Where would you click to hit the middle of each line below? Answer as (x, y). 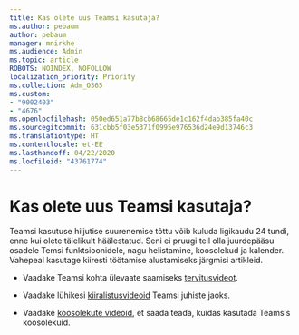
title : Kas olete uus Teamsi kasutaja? (85, 18)
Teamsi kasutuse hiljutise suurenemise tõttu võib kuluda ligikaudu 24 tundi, (149, 232)
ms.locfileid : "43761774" (58, 161)
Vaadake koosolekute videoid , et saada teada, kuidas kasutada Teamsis (156, 313)
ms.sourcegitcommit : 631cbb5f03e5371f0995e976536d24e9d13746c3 (131, 128)
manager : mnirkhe (42, 43)
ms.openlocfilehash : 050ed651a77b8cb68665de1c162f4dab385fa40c (131, 119)
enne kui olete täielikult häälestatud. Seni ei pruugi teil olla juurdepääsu (142, 241)
